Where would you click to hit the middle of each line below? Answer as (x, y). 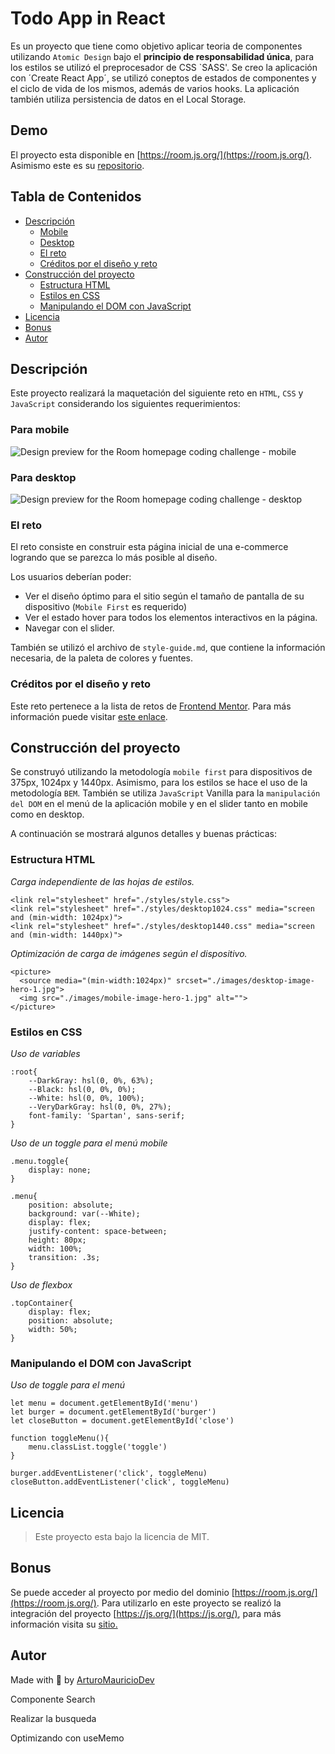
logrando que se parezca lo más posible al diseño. (114, 558)
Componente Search (53, 1699)
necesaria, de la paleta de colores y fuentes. (102, 658)
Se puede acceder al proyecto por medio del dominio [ (122, 1592)
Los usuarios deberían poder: (71, 577)
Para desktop (43, 477)
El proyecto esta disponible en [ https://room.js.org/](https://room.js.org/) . (161, 154)
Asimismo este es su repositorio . (77, 165)
